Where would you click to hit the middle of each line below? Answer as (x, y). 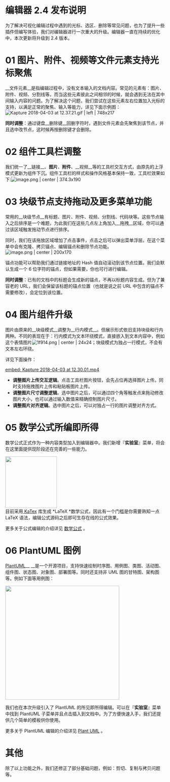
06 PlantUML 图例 (43, 550)
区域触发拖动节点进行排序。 (43, 229)
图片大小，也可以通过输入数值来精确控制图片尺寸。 (66, 399)
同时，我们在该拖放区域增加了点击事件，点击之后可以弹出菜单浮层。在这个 (83, 240)
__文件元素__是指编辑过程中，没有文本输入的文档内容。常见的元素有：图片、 (85, 88)
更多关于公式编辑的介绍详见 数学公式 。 (46, 528)
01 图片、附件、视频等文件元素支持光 (82, 60)
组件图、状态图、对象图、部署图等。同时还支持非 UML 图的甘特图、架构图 (82, 572)
